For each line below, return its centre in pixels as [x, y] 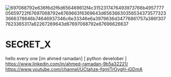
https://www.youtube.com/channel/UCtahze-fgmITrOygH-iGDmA [74, 69]
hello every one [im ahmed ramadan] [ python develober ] [66, 58]
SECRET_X [28, 44]
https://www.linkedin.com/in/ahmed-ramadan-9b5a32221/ [67, 64]
